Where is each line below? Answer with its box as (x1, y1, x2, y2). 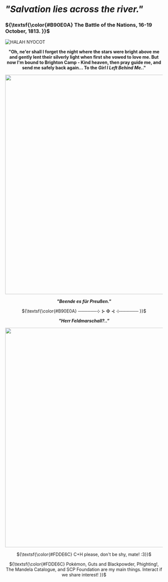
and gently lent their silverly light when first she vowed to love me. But (9, 54, 159, 60)
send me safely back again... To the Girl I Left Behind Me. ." (22, 65, 146, 71)
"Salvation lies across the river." (5, 4, 143, 15)
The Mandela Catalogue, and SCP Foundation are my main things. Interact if (5, 566, 162, 572)
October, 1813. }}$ (5, 28, 50, 35)
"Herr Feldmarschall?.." (58, 318, 109, 324)
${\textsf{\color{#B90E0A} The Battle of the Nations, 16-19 (5, 22, 152, 29)
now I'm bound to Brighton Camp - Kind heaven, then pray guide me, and (6, 59, 161, 66)
